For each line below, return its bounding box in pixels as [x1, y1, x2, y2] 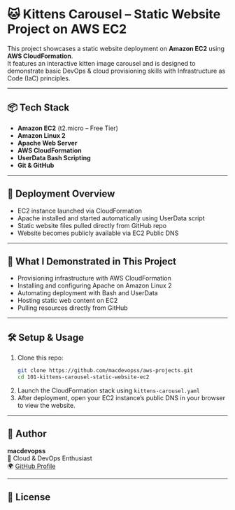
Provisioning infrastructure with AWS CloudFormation [17, 274, 171, 283]
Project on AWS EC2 [7, 21, 127, 37]
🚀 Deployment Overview [7, 188, 115, 200]
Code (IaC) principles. [7, 73, 71, 83]
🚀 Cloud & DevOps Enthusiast [7, 454, 92, 462]
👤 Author [7, 428, 47, 440]
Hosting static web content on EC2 [17, 297, 118, 305]
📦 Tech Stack [7, 101, 70, 114]
